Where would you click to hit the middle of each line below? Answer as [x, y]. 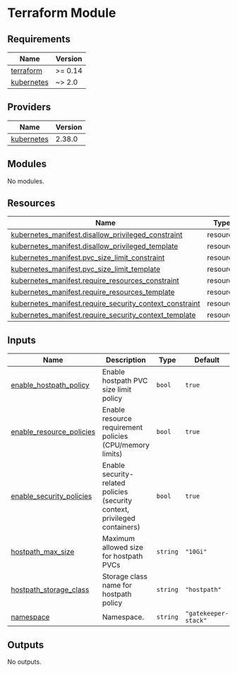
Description [126, 360]
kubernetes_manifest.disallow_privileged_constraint [97, 235]
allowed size [122, 547]
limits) [112, 454]
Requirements [39, 39]
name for [117, 586]
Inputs [22, 340]
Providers [29, 107]
